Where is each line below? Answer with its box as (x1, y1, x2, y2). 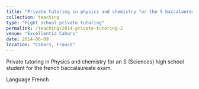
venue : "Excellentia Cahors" (6, 31, 78, 37)
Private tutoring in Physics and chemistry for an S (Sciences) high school (6, 58, 185, 65)
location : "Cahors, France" (6, 42, 76, 48)
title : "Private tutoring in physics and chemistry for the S (6, 8, 163, 15)
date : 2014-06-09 (6, 36, 49, 42)
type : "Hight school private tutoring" (6, 20, 105, 26)
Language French (6, 75, 49, 83)
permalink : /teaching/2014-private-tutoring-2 (6, 25, 123, 31)
